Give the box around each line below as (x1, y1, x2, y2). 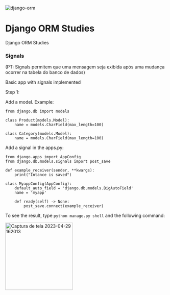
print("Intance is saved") (14, 173, 72, 178)
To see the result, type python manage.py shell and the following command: (5, 212, 165, 219)
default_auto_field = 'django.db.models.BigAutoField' (14, 186, 134, 191)
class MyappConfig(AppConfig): (5, 181, 72, 186)
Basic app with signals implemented (5, 79, 81, 85)
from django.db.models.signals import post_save (5, 159, 111, 164)
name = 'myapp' (14, 190, 47, 195)
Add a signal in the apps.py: (5, 144, 64, 151)
